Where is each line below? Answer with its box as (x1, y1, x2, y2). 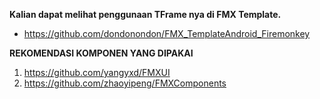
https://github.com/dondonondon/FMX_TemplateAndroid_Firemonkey (23, 28, 311, 39)
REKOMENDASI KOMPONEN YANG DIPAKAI (9, 47, 194, 59)
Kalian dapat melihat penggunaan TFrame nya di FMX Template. (9, 9, 282, 20)
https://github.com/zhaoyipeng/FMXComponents (23, 77, 227, 89)
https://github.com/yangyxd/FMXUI (23, 67, 171, 78)
